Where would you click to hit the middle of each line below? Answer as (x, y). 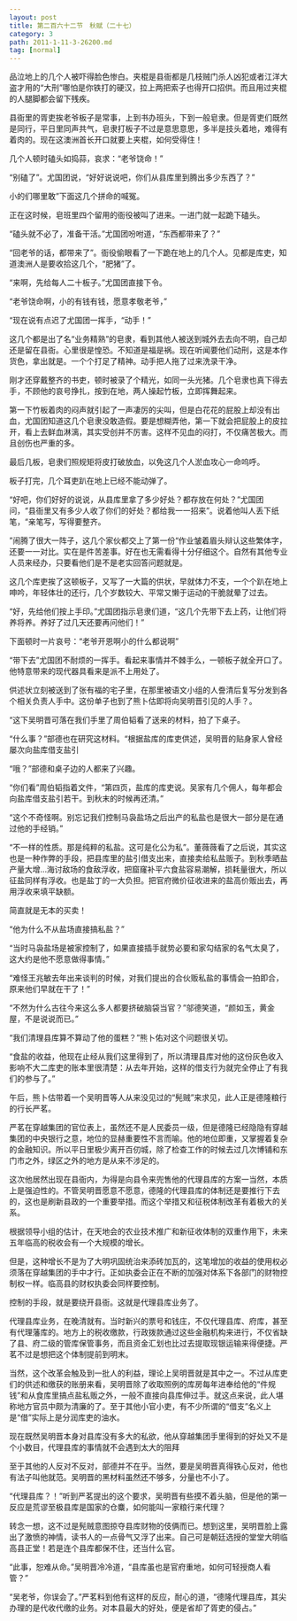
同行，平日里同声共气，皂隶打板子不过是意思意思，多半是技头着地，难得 (148, 128)
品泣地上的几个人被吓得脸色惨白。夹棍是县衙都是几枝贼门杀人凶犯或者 (137, 77)
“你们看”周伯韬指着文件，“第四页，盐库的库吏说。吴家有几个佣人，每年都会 (146, 787)
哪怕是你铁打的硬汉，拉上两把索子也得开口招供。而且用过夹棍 (175, 88)
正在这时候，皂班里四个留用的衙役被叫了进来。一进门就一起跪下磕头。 (137, 215)
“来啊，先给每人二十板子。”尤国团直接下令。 (88, 283)
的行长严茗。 (32, 1109)
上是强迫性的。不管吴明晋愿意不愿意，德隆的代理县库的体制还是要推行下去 (145, 1191)
